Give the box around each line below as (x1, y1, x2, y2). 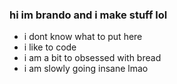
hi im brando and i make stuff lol (9, 8, 168, 22)
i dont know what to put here (23, 31, 143, 43)
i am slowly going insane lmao (23, 63, 149, 75)
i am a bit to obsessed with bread (23, 52, 162, 64)
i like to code (23, 41, 77, 53)
